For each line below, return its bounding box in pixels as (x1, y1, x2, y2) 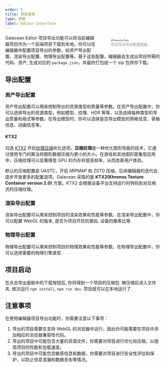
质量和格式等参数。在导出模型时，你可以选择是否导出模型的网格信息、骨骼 (9, 116, 160, 122)
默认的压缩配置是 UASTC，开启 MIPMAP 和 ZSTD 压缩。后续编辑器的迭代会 (5, 168, 158, 174)
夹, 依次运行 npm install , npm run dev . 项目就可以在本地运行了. (5, 286, 133, 292)
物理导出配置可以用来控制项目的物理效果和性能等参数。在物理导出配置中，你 (5, 244, 160, 249)
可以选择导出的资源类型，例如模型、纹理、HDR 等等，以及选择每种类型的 (5, 109, 153, 116)
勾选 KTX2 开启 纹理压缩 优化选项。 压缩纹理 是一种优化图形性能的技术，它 (5, 145, 152, 151)
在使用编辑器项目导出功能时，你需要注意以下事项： (5, 315, 109, 321)
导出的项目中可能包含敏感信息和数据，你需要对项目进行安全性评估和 (12, 350, 150, 357)
